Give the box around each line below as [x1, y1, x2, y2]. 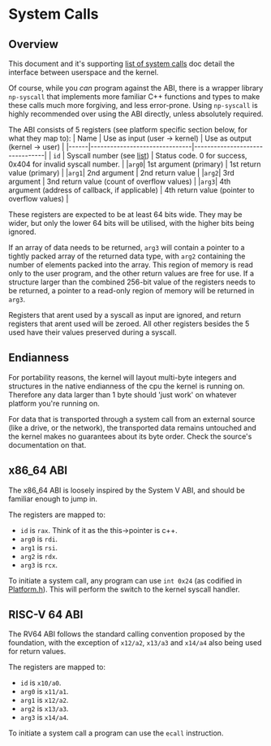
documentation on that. [8, 440, 87, 449]
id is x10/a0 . [19, 678, 62, 687]
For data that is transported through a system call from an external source [8, 414, 256, 423]
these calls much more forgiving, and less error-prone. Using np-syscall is [8, 101, 258, 110]
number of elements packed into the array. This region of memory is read [8, 260, 254, 269]
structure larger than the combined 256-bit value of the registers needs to [8, 277, 256, 287]
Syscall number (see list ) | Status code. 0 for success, [66, 151, 247, 160]
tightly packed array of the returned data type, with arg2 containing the [8, 251, 246, 261]
